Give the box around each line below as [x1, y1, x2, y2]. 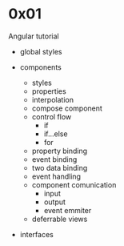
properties [31, 86, 66, 96]
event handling [31, 171, 82, 181]
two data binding [31, 163, 88, 172]
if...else [43, 129, 68, 139]
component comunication [31, 179, 117, 189]
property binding [31, 146, 88, 155]
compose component [31, 103, 102, 113]
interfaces [19, 229, 54, 239]
